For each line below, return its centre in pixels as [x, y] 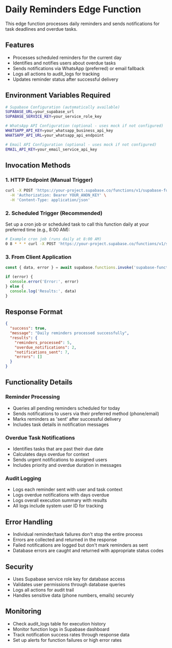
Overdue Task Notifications [40, 438]
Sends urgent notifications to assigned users [60, 460]
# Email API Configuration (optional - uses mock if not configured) [81, 144]
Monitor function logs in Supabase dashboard [61, 629]
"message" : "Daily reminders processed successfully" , [70, 333]
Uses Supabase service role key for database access [69, 579]
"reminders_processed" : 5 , [43, 342]
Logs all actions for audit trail [43, 590]
